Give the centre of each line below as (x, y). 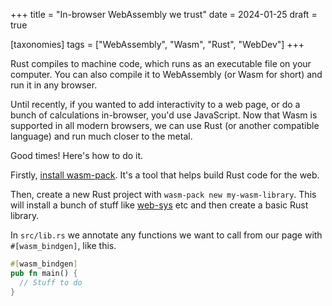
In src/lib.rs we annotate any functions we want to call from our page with (166, 235)
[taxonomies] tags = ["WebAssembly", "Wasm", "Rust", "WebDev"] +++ (157, 44)
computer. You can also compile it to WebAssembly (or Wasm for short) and (166, 74)
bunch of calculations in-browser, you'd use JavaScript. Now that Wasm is (164, 115)
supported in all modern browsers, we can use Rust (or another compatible (165, 125)
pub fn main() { (44, 273)
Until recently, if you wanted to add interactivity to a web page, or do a (155, 104)
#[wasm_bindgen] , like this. (63, 245)
